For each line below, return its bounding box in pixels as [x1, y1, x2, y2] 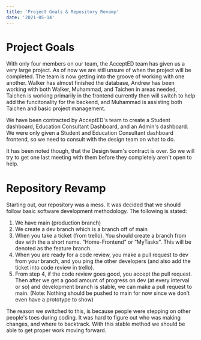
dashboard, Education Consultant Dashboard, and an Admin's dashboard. [6, 123, 189, 130]
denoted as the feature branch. [14, 245, 92, 252]
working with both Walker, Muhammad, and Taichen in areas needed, [6, 85, 178, 93]
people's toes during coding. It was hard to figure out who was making [6, 314, 181, 321]
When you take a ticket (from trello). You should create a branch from [14, 232, 187, 240]
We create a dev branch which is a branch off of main [14, 226, 148, 233]
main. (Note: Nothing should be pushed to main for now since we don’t [14, 289, 190, 297]
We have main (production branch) [14, 219, 101, 226]
